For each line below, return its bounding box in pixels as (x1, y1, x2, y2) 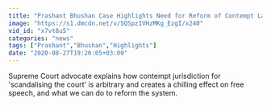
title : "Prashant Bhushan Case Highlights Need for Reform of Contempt (8, 11, 254, 20)
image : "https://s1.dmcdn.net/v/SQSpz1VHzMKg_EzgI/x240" (8, 19, 204, 27)
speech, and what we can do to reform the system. (8, 88, 178, 97)
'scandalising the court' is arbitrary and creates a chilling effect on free (8, 79, 244, 89)
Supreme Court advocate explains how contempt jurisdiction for (8, 71, 221, 80)
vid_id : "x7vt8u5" (8, 26, 70, 35)
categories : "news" (8, 34, 74, 43)
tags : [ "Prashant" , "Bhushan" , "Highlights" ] (8, 42, 157, 50)
